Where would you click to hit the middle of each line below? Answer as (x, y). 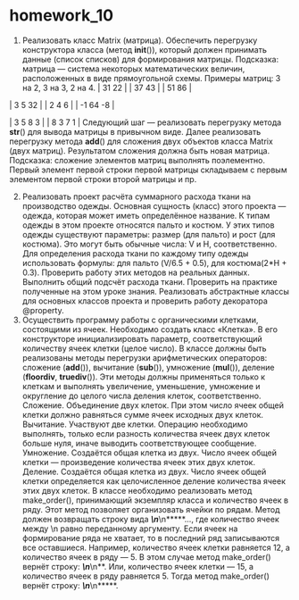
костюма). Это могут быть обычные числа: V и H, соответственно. (149, 244)
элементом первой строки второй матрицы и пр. (103, 179)
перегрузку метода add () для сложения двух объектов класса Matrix (141, 141)
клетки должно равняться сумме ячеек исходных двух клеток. (143, 414)
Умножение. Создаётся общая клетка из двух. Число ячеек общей (149, 453)
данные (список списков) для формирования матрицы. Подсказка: (150, 59)
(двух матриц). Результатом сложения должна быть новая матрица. (140, 150)
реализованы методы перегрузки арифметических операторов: (145, 357)
